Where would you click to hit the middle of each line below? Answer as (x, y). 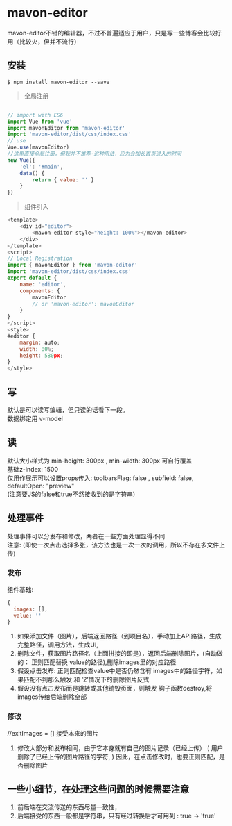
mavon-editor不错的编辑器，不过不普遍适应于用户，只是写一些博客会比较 (111, 33)
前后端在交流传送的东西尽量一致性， (69, 807)
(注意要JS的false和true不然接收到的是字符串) (71, 494)
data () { (32, 173)
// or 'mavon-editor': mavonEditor (83, 304)
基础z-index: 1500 (33, 469)
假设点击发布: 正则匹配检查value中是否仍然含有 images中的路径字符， (117, 671)
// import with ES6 (35, 115)
